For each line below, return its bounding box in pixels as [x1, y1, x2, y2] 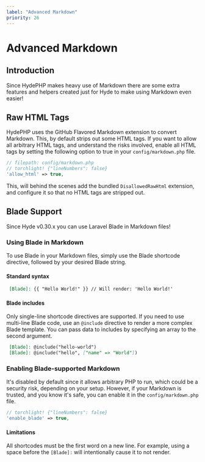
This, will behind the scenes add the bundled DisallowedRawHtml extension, [6, 182, 195, 190]
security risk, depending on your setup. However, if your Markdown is [6, 385, 182, 392]
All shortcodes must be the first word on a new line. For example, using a [6, 442, 190, 450]
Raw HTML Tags [6, 112, 70, 122]
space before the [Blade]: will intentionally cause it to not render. [6, 449, 171, 456]
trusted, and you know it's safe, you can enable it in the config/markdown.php [6, 391, 199, 398]
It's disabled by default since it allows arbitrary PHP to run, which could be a [6, 378, 198, 386]
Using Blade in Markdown [6, 238, 84, 247]
